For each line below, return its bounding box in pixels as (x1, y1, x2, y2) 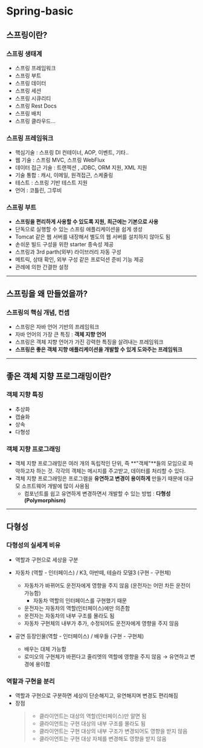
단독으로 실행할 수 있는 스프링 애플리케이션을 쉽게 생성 (14, 226, 143, 233)
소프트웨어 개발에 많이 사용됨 (21, 482, 89, 490)
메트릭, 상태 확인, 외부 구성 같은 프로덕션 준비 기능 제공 (14, 256, 144, 263)
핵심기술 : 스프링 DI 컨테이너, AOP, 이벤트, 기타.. (14, 149, 129, 156)
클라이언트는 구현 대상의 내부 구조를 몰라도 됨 (39, 720, 146, 727)
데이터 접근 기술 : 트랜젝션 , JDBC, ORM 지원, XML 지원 (14, 164, 147, 171)
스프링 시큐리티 (14, 94, 51, 102)
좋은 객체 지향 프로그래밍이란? (6, 371, 112, 381)
